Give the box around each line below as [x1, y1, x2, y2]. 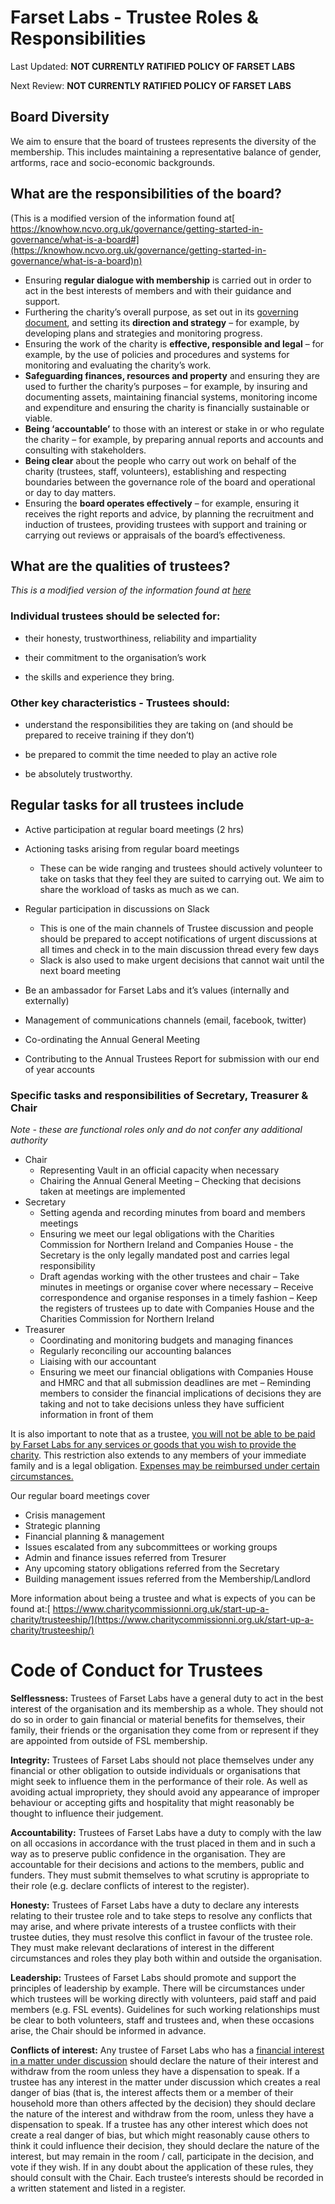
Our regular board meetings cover [10, 1490, 151, 1502]
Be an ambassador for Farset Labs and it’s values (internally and [24, 984, 290, 996]
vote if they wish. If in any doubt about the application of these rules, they [10, 2161, 314, 2173]
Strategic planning [24, 1520, 101, 1532]
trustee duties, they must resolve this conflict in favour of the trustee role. [10, 1931, 313, 1943]
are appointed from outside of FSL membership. [10, 1735, 208, 1747]
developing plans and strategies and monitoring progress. [24, 327, 263, 339]
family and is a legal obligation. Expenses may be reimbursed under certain [10, 1460, 320, 1472]
